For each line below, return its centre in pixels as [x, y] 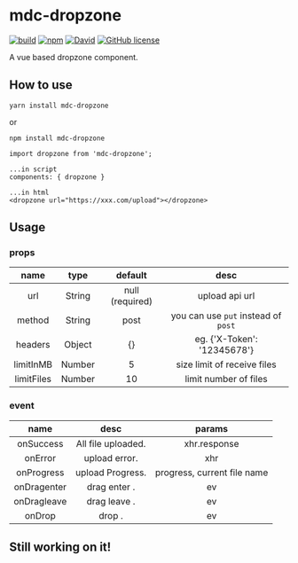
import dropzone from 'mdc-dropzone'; [81, 153]
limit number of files [226, 379]
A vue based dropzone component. [74, 57]
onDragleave [40, 501]
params [212, 428]
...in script [33, 169]
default [132, 276]
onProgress [40, 473]
